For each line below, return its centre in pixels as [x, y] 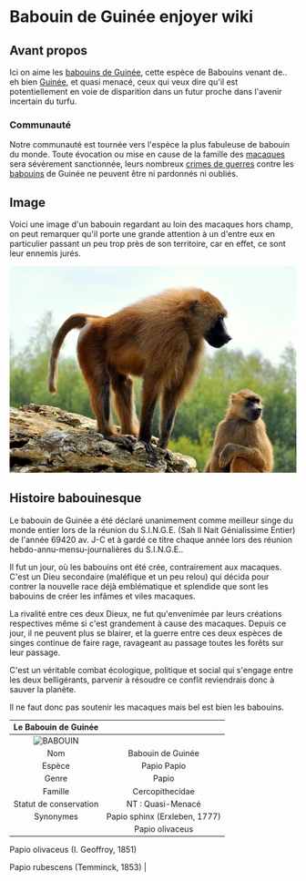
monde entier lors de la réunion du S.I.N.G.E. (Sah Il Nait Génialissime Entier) [153, 529]
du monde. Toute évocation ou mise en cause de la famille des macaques [147, 154]
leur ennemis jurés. [46, 253]
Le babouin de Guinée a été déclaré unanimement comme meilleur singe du [151, 520]
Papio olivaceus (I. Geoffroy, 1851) [73, 849]
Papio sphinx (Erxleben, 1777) [163, 816]
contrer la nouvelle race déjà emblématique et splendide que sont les [139, 586]
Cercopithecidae [164, 791]
